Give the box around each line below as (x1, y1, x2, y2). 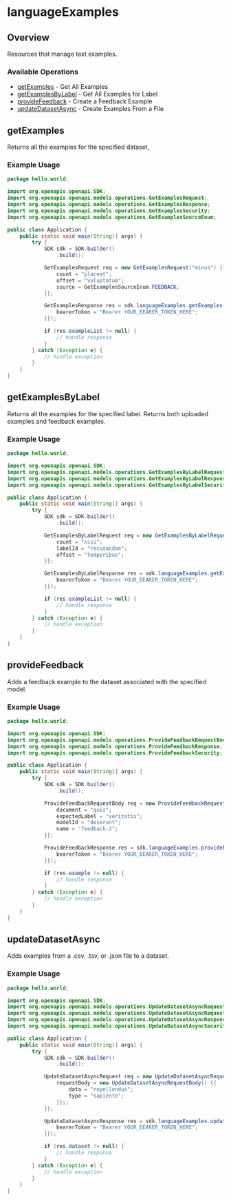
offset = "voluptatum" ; (56, 277, 125, 284)
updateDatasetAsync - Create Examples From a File (16, 105, 164, 113)
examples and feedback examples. (7, 417, 106, 425)
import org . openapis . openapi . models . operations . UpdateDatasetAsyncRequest (7, 1003, 226, 1010)
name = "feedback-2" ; (56, 825, 118, 832)
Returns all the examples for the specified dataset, (7, 143, 150, 152)
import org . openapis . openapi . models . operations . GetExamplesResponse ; (7, 201, 211, 208)
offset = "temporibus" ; (56, 551, 125, 558)
